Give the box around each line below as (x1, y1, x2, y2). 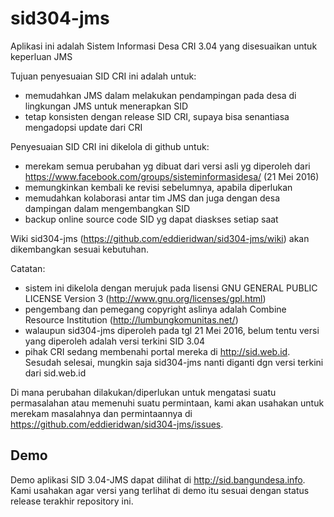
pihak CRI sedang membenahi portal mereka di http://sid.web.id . (24, 345, 291, 357)
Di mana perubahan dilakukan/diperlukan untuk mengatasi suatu (10, 386, 277, 398)
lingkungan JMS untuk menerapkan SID (24, 100, 189, 112)
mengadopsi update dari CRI (24, 121, 143, 133)
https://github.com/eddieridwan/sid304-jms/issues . (10, 418, 224, 430)
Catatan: (10, 262, 46, 274)
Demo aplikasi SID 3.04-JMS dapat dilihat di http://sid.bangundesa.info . (10, 473, 306, 486)
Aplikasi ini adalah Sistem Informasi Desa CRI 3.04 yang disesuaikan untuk (10, 40, 318, 52)
